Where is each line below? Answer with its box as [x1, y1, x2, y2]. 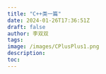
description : [7, 50, 46, 57]
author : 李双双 [7, 30, 49, 37]
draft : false [7, 23, 46, 30]
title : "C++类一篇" [7, 10, 61, 18]
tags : [7, 37, 23, 44]
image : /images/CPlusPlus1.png [7, 43, 100, 50]
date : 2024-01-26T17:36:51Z [7, 17, 90, 24]
